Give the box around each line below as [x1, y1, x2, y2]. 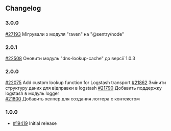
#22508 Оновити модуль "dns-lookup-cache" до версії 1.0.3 [5, 55, 135, 61]
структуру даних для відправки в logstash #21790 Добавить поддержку [5, 85, 162, 91]
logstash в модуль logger [5, 90, 60, 96]
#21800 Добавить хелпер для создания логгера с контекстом [5, 96, 140, 102]
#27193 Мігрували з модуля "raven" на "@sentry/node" [5, 31, 124, 37]
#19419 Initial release [12, 120, 57, 126]
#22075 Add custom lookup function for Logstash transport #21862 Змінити [5, 80, 166, 86]
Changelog [5, 4, 41, 13]
